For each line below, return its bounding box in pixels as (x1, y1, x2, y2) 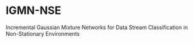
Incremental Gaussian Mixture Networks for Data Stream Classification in (5, 24, 189, 31)
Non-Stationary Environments (5, 30, 80, 37)
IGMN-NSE (5, 4, 62, 18)
